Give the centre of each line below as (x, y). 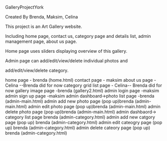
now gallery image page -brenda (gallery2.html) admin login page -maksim (82, 91)
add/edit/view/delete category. (37, 70)
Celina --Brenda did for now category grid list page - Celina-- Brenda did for (83, 85)
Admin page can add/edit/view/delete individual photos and (67, 61)
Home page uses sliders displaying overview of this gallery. (66, 51)
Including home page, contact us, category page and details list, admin (78, 36)
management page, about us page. (41, 41)
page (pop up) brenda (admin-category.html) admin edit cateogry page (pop (84, 122)
